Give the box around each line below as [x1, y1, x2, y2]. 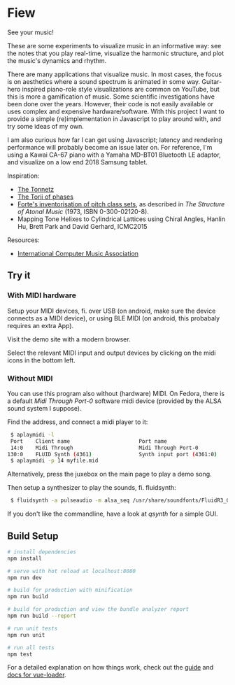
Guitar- [201, 77, 222, 85]
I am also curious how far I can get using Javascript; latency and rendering [7, 135, 222, 144]
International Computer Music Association [17, 249, 138, 257]
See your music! [7, 28, 55, 36]
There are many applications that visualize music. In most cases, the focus [7, 70, 222, 78]
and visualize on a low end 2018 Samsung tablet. [7, 157, 148, 166]
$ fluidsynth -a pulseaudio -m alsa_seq [10, 497, 130, 504]
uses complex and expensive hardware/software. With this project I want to [7, 107, 225, 115]
